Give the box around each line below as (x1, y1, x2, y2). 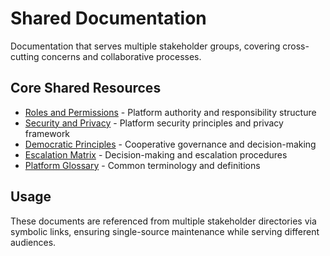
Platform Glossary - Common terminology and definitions (24, 159, 261, 171)
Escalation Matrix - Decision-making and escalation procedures (24, 148, 288, 161)
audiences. (10, 236, 57, 248)
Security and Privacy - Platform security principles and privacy (24, 117, 284, 129)
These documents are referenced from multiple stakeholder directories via (10, 215, 317, 227)
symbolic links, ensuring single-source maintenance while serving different (10, 225, 320, 237)
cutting (10, 50, 40, 62)
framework (24, 127, 71, 139)
